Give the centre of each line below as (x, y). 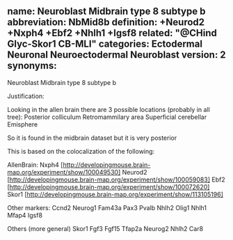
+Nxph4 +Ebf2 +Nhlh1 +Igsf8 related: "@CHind (112, 33)
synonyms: (32, 66)
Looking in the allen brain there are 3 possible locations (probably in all (109, 109)
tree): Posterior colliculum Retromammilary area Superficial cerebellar (107, 117)
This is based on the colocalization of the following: (81, 151)
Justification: (26, 96)
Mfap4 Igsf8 (25, 215)
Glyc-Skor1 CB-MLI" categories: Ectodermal (105, 44)
